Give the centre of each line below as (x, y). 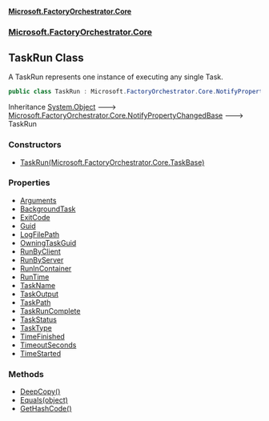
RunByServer (42, 259)
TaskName (38, 285)
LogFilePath (40, 234)
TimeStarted (40, 353)
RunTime (34, 277)
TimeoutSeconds (48, 345)
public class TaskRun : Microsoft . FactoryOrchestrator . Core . (112, 92)
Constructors (35, 145)
